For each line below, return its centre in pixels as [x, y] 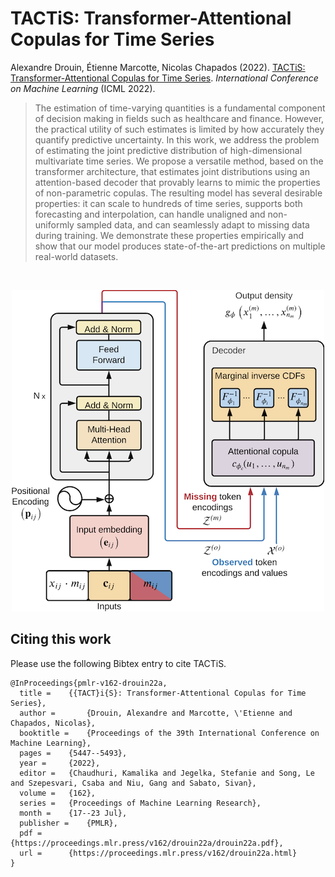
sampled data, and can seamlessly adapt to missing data [193, 224]
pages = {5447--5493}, [73, 753]
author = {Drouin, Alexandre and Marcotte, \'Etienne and [156, 713]
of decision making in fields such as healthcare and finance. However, [179, 118]
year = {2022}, [60, 763]
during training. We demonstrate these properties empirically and [169, 235]
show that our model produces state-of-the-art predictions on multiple [180, 246]
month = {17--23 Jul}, [73, 813]
